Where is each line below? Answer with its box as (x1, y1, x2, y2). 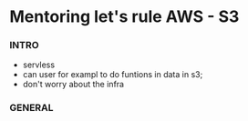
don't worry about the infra (22, 79, 125, 90)
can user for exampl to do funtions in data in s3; (22, 69, 203, 80)
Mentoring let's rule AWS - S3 (9, 6, 240, 27)
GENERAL (9, 102, 54, 115)
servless (22, 59, 56, 70)
